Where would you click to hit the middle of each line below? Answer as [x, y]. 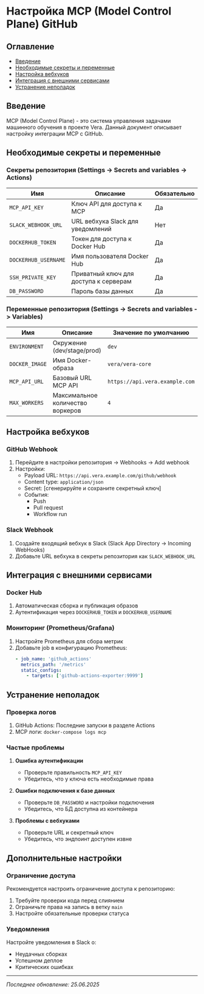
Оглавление [30, 47]
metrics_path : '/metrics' [53, 664]
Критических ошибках [44, 967]
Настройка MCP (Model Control [89, 11]
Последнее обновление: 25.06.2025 [53, 985]
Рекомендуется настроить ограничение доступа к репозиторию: [91, 888]
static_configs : [41, 670]
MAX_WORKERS [27, 403]
